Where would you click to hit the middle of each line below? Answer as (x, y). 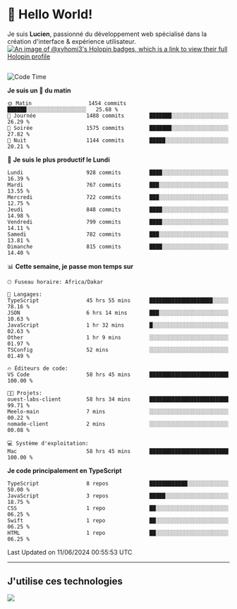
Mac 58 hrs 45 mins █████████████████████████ (118, 452)
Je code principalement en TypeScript (65, 471)
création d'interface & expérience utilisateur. (72, 41)
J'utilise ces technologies (65, 581)
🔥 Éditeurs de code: (38, 369)
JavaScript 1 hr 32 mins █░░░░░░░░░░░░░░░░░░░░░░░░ (118, 325)
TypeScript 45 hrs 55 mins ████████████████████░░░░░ (118, 301)
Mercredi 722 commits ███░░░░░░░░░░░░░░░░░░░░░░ (118, 198)
